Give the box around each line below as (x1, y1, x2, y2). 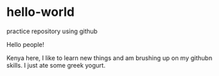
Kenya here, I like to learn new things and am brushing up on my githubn (6, 53, 213, 62)
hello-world (6, 4, 75, 20)
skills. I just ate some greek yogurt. (6, 61, 106, 69)
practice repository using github (6, 27, 98, 35)
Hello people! (6, 40, 44, 48)
